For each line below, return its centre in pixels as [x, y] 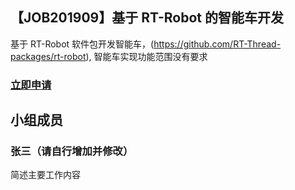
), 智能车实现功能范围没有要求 [146, 56]
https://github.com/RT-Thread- [217, 44]
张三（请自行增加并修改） [72, 151]
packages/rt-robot [48, 56]
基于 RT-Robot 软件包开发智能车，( [82, 44]
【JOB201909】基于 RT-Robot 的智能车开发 [147, 18]
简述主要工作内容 [45, 175]
